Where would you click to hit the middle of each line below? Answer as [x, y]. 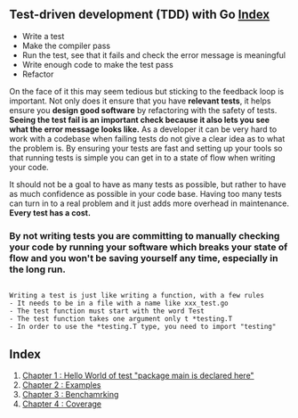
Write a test [43, 36]
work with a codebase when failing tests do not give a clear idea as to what [147, 138]
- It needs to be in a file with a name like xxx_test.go [119, 303]
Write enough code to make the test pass [97, 64]
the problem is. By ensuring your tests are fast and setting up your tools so [146, 148]
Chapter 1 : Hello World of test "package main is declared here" [138, 375]
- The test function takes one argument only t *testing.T [121, 319]
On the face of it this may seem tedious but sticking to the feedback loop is [147, 91]
